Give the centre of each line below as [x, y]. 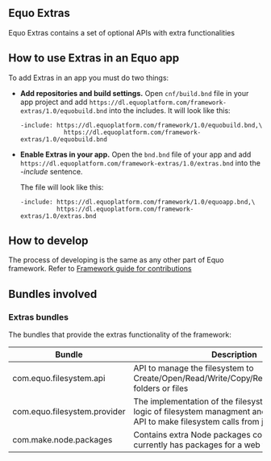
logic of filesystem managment [192, 412]
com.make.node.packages [63, 440]
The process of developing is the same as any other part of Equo [116, 260]
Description [234, 354]
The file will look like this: [62, 187]
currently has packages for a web [196, 445]
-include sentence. [51, 171]
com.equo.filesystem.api [59, 379]
